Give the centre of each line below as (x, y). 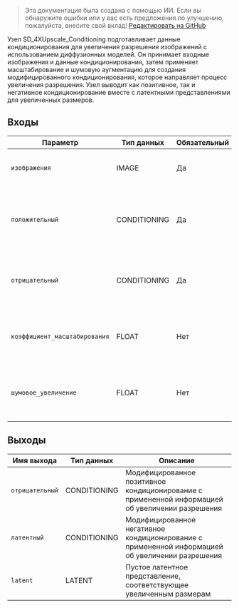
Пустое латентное (157, 567)
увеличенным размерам (168, 594)
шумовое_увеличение (44, 392)
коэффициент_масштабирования (60, 336)
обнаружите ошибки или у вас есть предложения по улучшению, (124, 18)
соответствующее (157, 584)
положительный (35, 219)
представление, (153, 576)
